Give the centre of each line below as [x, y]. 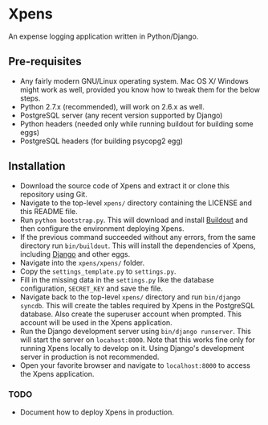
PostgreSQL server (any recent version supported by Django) [121, 115]
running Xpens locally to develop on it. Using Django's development [132, 348]
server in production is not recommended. [89, 357]
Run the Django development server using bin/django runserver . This [135, 331]
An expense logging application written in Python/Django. [104, 36]
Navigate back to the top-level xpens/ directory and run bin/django [130, 297]
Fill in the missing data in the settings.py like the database [117, 279]
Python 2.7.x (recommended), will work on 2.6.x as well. [112, 106]
